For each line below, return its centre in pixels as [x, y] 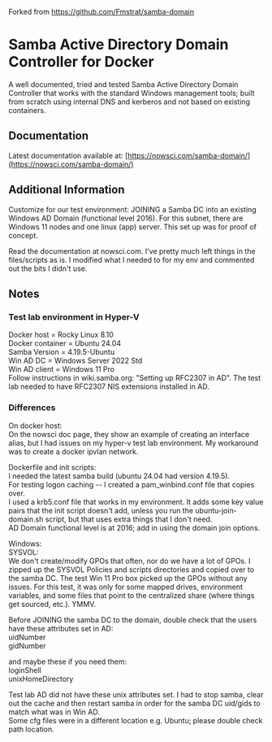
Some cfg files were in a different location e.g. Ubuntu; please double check [136, 720]
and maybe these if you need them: [68, 661]
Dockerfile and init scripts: [52, 467]
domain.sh [26, 519]
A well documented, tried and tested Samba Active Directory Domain [123, 84]
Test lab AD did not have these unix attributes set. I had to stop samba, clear [136, 694]
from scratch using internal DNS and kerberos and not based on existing [129, 102]
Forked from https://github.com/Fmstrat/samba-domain [101, 12]
